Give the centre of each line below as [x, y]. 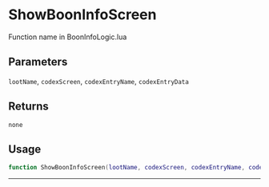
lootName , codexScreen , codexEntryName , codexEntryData [99, 81]
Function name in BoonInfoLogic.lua [68, 37]
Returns [29, 107]
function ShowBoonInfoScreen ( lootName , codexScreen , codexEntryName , [127, 168]
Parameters [38, 62]
